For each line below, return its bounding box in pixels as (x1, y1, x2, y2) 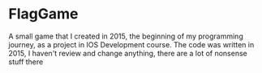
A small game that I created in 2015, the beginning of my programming (8, 31, 243, 41)
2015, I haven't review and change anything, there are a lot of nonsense (8, 48, 247, 58)
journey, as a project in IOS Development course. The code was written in (8, 39, 255, 49)
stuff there (8, 57, 44, 67)
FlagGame (8, 5, 79, 23)
